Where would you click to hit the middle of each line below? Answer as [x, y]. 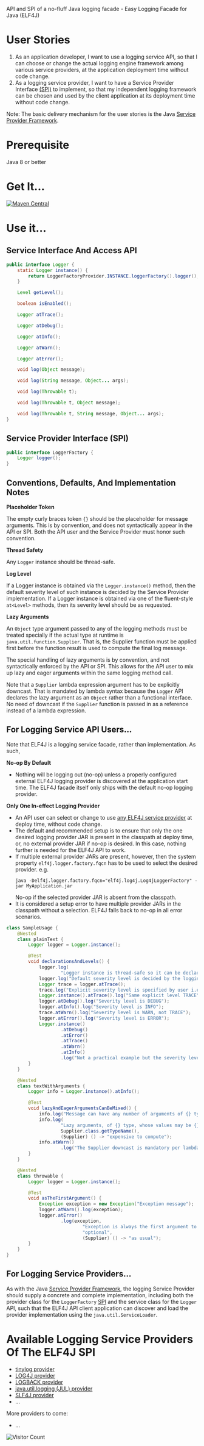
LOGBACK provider [39, 1382]
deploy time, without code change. [58, 824]
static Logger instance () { [53, 270]
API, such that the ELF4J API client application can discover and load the [97, 1308]
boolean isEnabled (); [44, 304]
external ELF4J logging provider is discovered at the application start [101, 781]
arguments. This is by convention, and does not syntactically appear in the [100, 525]
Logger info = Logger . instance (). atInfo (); [84, 1092]
